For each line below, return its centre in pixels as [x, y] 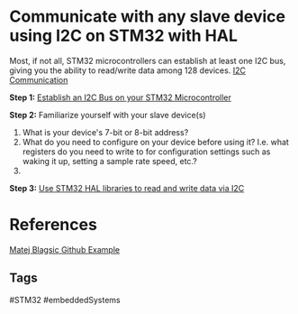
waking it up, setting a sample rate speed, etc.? [110, 161]
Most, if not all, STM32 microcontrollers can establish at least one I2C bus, [148, 60]
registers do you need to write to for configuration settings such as [146, 152]
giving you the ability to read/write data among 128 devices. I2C [127, 70]
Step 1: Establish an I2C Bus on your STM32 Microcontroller [121, 97]
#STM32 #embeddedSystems [65, 300]
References [53, 225]
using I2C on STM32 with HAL [124, 36]
